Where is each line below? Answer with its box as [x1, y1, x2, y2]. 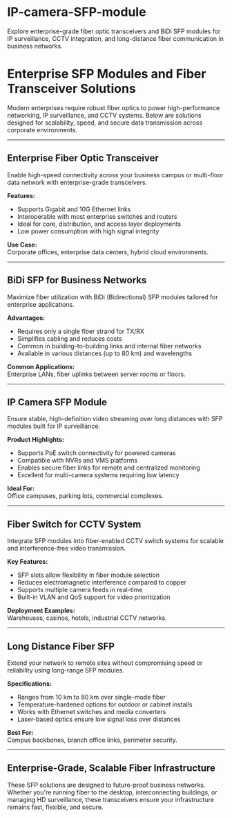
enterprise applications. [7, 300, 75, 308]
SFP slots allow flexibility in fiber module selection [17, 571, 160, 579]
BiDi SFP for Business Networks [7, 274, 147, 286]
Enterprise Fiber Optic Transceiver [7, 152, 159, 164]
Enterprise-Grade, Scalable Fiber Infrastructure [7, 763, 216, 774]
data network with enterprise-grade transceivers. [7, 178, 148, 186]
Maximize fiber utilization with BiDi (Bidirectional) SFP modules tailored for [7, 292, 219, 301]
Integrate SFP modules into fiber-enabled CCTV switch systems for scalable [7, 537, 224, 545]
